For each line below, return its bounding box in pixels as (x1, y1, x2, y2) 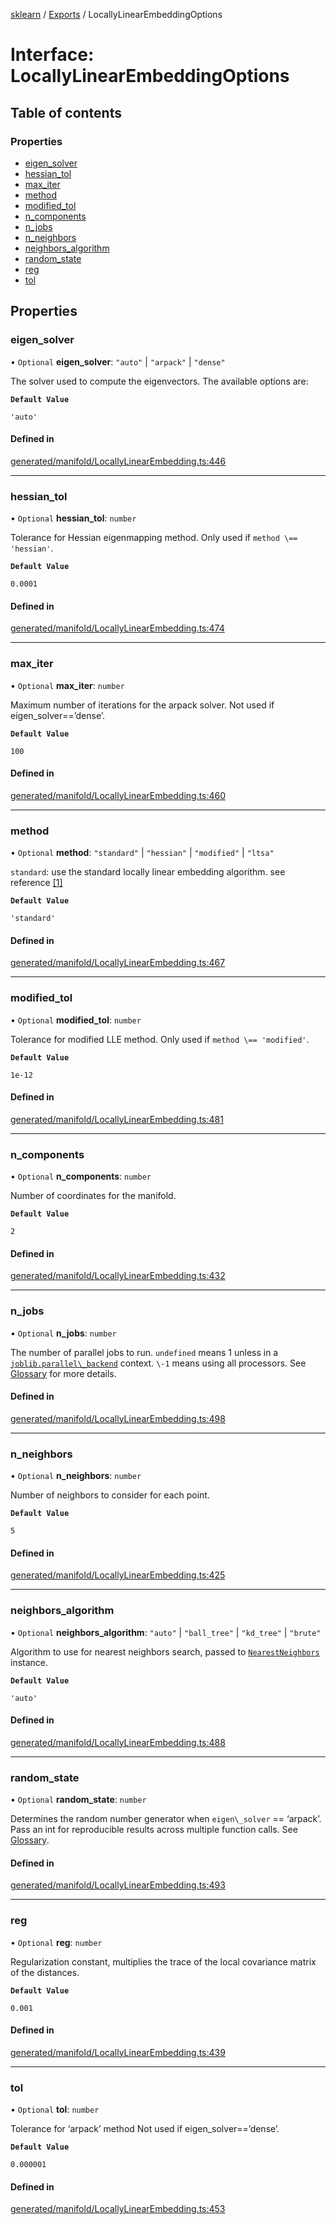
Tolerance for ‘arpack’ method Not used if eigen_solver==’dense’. (10, 2123, 280, 2135)
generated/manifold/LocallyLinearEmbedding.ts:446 (10, 455, 227, 467)
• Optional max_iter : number (10, 679, 125, 691)
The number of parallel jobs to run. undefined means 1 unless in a (10, 1346, 279, 1358)
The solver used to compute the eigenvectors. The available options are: (10, 375, 309, 387)
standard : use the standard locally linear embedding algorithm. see (10, 866, 286, 878)
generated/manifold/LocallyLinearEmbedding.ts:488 (10, 1736, 226, 1748)
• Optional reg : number (10, 1936, 103, 1948)
